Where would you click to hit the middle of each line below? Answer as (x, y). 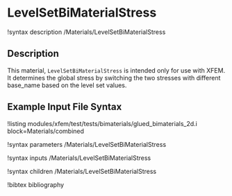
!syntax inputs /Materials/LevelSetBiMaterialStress (79, 158)
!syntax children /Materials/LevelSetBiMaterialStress (82, 171)
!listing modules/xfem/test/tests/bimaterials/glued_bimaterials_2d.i (102, 123)
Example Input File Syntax (65, 107)
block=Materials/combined (46, 131)
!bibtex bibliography (36, 184)
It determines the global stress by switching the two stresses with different (114, 78)
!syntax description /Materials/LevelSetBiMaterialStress (86, 32)
